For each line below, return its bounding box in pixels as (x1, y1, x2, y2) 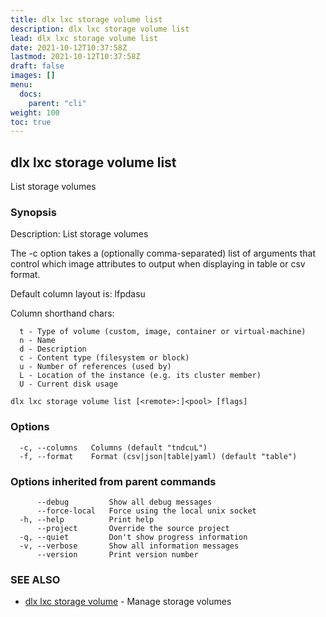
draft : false (10, 61, 65, 71)
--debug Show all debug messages (36, 497, 213, 507)
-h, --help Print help (19, 514, 155, 525)
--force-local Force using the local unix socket (36, 506, 257, 516)
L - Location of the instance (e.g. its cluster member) (19, 371, 262, 381)
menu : (10, 80, 33, 90)
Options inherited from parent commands (10, 474, 217, 488)
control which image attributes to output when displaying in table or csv (10, 258, 306, 270)
